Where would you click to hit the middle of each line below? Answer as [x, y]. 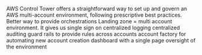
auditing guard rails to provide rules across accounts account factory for [96, 34]
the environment [27, 47]
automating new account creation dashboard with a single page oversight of [101, 40]
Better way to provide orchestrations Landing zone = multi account [89, 21]
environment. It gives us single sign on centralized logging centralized [93, 27]
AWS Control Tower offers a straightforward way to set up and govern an [97, 9]
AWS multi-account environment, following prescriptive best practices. [94, 15]
